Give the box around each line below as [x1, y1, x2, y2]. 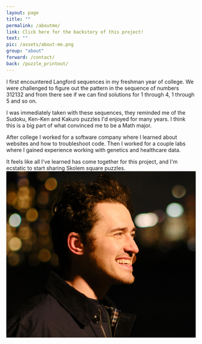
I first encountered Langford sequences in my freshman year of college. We [6, 78, 194, 85]
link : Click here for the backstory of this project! [6, 29, 144, 35]
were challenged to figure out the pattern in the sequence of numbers [6, 84, 179, 92]
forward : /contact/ [6, 54, 55, 60]
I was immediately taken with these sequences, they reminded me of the [6, 109, 186, 116]
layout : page [6, 10, 39, 16]
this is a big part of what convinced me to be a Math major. [6, 121, 152, 129]
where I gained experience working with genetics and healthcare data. [6, 146, 181, 153]
